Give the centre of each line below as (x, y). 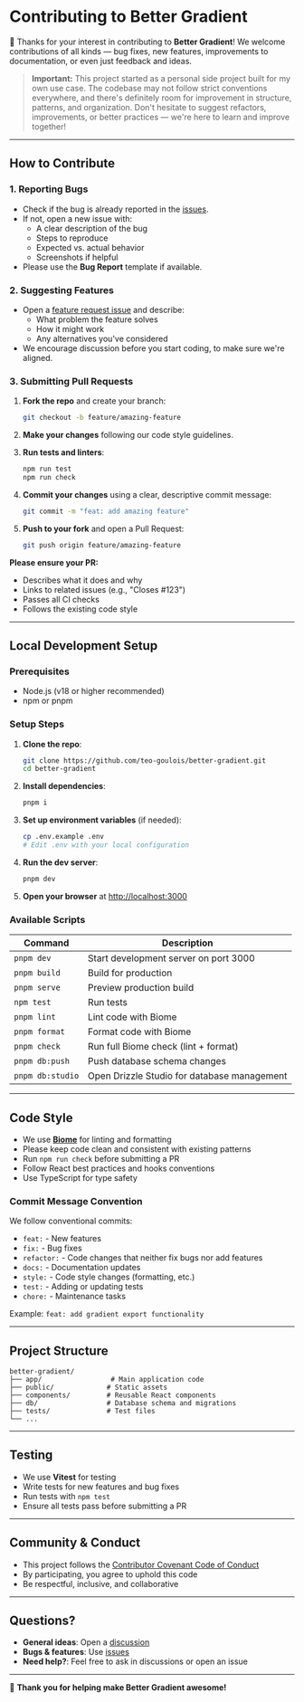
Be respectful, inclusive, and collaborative (100, 1583)
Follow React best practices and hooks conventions (119, 1168)
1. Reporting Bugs (49, 189)
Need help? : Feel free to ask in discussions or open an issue (135, 1661)
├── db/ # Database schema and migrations (123, 1403)
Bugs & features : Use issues (76, 1652)
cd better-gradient (59, 769)
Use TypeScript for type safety (80, 1177)
